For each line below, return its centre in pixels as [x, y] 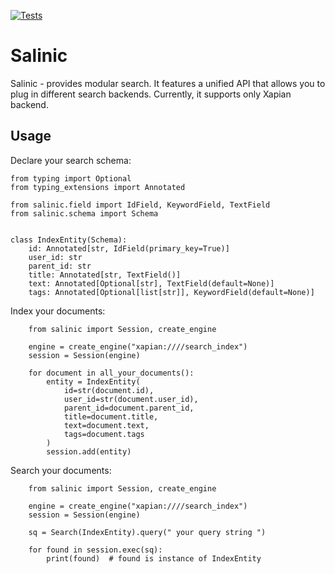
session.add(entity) [89, 451]
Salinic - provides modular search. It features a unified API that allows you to [168, 83]
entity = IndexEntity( [93, 381]
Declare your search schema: [71, 160]
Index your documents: [58, 311]
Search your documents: [61, 470]
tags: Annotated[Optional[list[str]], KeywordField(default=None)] [171, 292]
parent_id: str [60, 266]
